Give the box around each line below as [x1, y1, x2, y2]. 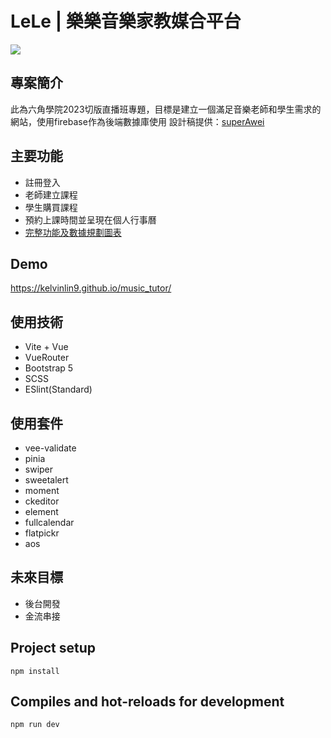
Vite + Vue [24, 341, 69, 353]
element [24, 506, 59, 517]
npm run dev [10, 720, 60, 730]
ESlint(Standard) [24, 383, 93, 396]
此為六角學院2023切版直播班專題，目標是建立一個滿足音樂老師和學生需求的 [10, 103, 322, 115]
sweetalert [24, 474, 69, 486]
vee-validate [24, 442, 77, 454]
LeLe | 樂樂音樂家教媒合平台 [10, 10, 242, 33]
